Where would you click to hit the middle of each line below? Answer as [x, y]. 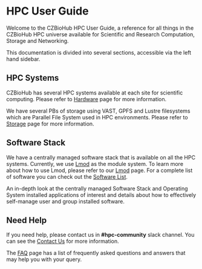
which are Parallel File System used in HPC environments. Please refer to [97, 117]
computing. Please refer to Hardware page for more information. [86, 99]
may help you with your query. [44, 259]
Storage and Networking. [37, 41]
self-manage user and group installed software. [66, 201]
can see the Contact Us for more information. [63, 241]
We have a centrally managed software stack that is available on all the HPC [101, 157]
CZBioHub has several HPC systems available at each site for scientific [95, 93]
